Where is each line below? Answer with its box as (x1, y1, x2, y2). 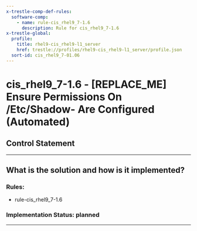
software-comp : (11, 14, 49, 20)
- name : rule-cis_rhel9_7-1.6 (16, 19, 91, 25)
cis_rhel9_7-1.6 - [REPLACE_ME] (6, 78, 167, 91)
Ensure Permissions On (6, 90, 122, 103)
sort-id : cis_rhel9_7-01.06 (11, 52, 80, 58)
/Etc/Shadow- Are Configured (6, 102, 155, 116)
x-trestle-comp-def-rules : (6, 8, 72, 15)
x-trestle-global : (6, 31, 51, 36)
